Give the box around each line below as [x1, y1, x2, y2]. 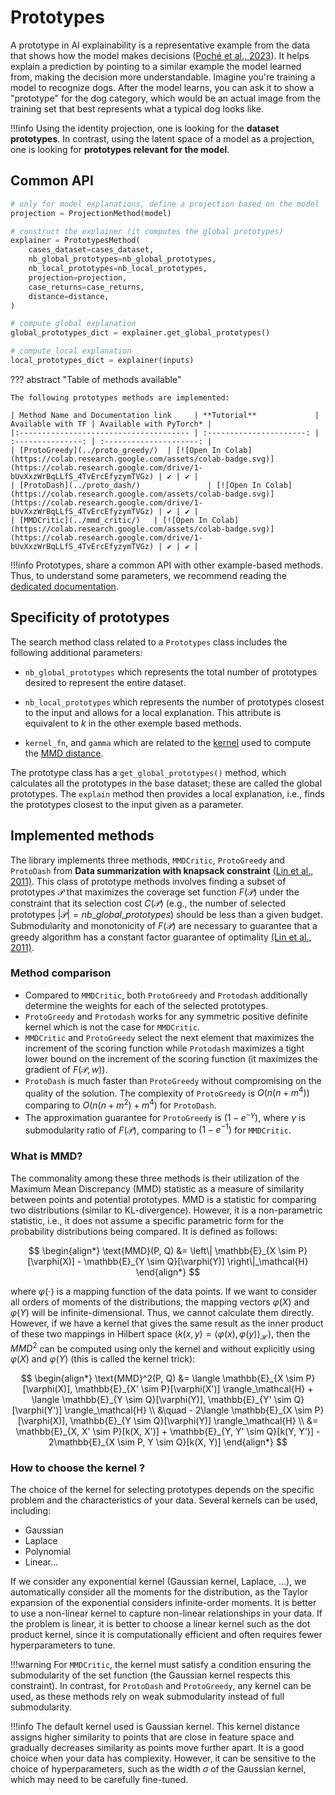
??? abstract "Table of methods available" [10, 373, 182, 385]
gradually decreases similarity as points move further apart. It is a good [10, 1742, 305, 1754]
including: [10, 1505, 52, 1517]
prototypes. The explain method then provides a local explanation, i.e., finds [10, 787, 325, 800]
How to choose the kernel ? [10, 1461, 146, 1475]
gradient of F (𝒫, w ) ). [24, 1063, 108, 1075]
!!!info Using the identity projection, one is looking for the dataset [10, 122, 280, 134]
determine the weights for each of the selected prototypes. [24, 999, 269, 1011]
